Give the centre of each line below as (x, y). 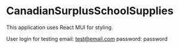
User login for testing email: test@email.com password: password (87, 39)
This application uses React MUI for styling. (60, 27)
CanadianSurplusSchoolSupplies (90, 11)
